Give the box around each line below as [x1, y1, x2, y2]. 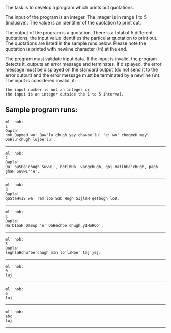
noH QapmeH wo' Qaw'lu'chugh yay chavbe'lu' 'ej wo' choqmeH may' [5, 132, 149, 137]
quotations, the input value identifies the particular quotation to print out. [5, 35, 158, 41]
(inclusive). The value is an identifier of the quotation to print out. [5, 20, 141, 26]
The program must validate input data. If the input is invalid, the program [5, 56, 157, 62]
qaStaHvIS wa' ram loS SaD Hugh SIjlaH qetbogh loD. [5, 196, 120, 201]
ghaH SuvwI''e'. [5, 169, 40, 174]
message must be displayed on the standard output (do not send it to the [5, 66, 158, 73]
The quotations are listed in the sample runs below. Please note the [5, 40, 146, 46]
